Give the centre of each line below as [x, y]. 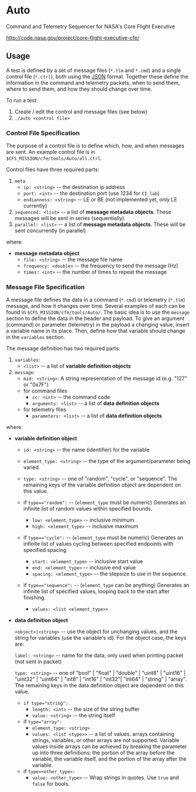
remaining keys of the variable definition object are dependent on [102, 485]
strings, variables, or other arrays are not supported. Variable [106, 740]
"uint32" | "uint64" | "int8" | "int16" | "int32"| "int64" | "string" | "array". [101, 679]
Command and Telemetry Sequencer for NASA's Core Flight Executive [91, 26]
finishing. [34, 598]
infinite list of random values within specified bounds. [88, 509]
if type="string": [46, 704]
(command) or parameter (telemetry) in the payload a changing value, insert [98, 325]
